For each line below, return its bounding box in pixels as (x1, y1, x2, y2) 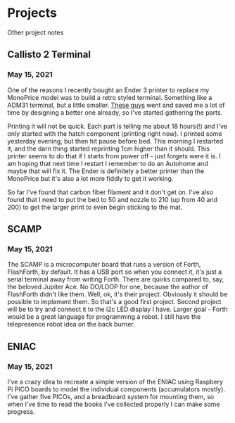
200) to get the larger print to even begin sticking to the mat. (7, 203, 183, 211)
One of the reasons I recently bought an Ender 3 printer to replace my (7, 86, 210, 94)
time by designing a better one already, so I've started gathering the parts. (7, 108, 223, 117)
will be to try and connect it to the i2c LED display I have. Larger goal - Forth (7, 305, 229, 314)
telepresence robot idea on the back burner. (7, 320, 135, 329)
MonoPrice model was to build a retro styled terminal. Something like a (7, 93, 212, 101)
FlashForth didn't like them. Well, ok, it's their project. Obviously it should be (7, 290, 228, 298)
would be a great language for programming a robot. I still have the (7, 312, 201, 321)
